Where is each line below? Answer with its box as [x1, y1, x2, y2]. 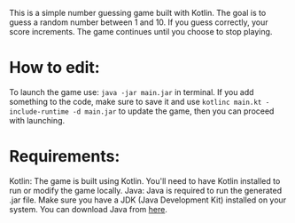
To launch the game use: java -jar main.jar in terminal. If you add [9, 86, 254, 97]
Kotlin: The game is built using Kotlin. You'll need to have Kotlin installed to [9, 175, 281, 186]
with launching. [9, 115, 66, 125]
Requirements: [9, 147, 120, 167]
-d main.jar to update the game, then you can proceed [72, 106, 275, 116]
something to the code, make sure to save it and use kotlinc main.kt [9, 96, 262, 107]
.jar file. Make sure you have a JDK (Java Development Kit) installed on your [9, 195, 286, 205]
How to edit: [9, 58, 100, 78]
